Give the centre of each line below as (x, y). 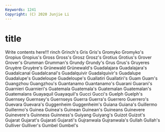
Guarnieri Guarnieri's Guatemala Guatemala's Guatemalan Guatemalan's (78, 89)
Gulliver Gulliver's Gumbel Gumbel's (42, 126)
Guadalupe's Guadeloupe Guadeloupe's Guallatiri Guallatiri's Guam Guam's (81, 78)
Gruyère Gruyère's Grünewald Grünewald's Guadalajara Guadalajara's (76, 68)
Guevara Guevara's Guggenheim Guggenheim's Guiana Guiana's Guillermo (81, 104)
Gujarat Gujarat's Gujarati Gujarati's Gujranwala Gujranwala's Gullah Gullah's (82, 120)
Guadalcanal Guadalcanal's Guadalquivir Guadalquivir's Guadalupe (73, 73)
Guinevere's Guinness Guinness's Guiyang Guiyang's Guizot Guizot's (75, 115)
